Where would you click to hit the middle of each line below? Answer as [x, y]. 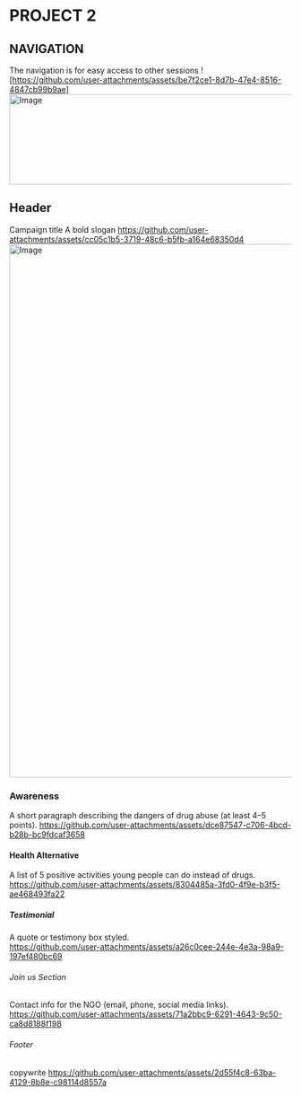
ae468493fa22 [37, 894]
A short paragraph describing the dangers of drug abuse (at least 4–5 [138, 816]
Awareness [34, 796]
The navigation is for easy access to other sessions [104, 70]
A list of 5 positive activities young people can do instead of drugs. [133, 875]
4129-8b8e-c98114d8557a [58, 1082]
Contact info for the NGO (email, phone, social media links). [119, 1005]
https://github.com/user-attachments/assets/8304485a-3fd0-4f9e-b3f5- [145, 885]
